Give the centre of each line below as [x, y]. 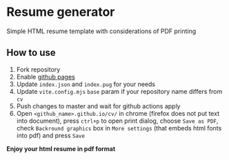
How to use [31, 53]
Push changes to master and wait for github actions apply [98, 106]
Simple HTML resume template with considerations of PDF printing [101, 31]
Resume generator [61, 12]
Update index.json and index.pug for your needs [86, 84]
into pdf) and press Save [51, 135]
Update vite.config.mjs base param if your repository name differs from [119, 91]
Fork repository [38, 69]
